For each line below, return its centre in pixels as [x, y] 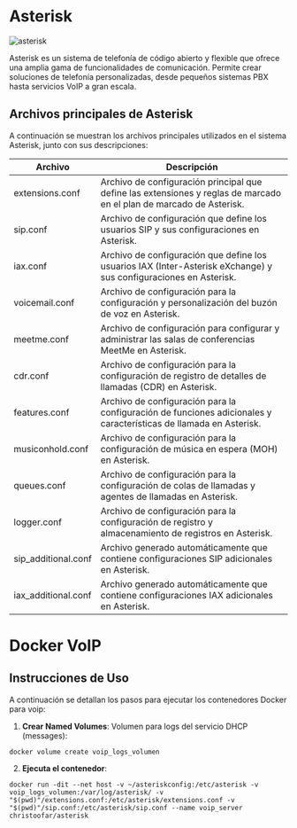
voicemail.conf [44, 302]
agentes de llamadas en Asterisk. [169, 496]
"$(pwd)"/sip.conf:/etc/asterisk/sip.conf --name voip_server [126, 808]
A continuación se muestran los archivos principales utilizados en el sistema [148, 136]
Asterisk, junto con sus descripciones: [79, 145]
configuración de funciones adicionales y [186, 412]
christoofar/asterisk [49, 816]
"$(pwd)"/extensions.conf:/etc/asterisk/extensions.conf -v [122, 800]
